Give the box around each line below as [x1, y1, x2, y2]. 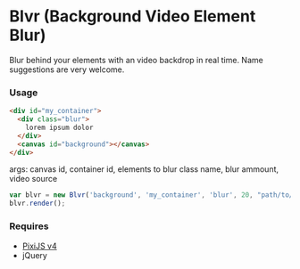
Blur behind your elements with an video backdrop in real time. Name [9, 54, 263, 65]
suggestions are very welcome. [9, 64, 125, 75]
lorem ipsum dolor [25, 123, 94, 132]
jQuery [21, 249, 47, 260]
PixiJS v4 [21, 240, 57, 251]
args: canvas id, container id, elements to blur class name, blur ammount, [9, 164, 279, 175]
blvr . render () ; [9, 199, 66, 208]
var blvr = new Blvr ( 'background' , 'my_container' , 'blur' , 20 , [9, 191, 254, 200]
